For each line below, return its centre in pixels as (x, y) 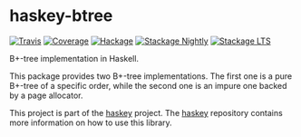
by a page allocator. (46, 95)
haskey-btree (61, 16)
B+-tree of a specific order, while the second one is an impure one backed (148, 85)
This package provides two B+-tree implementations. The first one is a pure (151, 76)
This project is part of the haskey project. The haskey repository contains (146, 113)
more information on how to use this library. (91, 122)
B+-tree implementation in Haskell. (74, 58)
